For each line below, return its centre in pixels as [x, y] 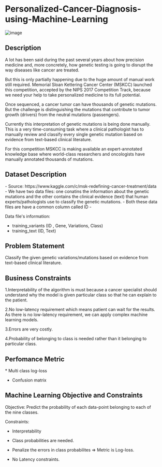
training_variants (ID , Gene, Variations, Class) [57, 225]
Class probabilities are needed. [43, 440]
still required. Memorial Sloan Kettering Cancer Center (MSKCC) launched [79, 84]
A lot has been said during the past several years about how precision [74, 60]
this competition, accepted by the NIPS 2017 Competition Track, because [78, 90]
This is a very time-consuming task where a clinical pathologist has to [74, 129]
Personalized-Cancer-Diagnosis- [73, 9]
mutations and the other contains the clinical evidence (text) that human [77, 196]
